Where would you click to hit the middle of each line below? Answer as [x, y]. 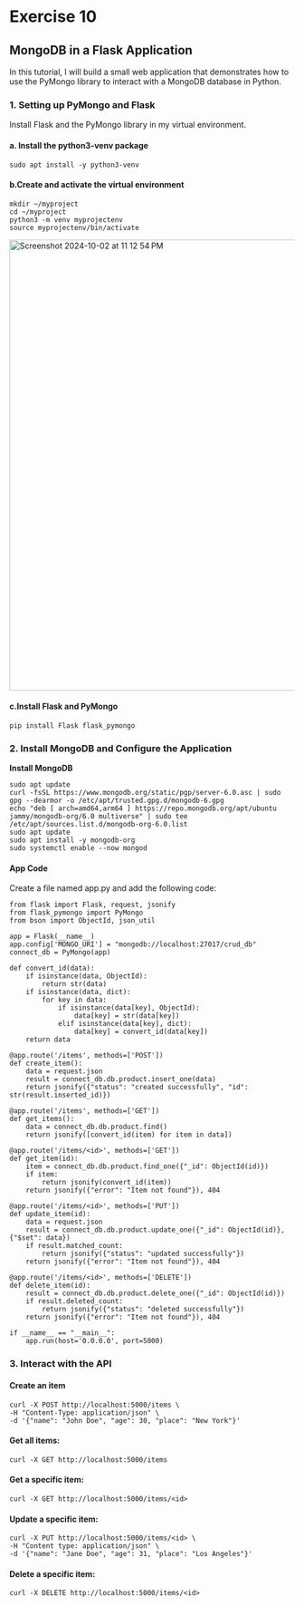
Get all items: [35, 1441]
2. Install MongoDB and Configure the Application [121, 748]
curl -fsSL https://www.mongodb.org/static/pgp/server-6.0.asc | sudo [145, 793]
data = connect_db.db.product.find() [97, 1127]
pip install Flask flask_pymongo [72, 726]
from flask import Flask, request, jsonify [93, 905]
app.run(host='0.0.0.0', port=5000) [95, 1341]
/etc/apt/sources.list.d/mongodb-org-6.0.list [99, 825]
